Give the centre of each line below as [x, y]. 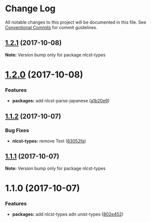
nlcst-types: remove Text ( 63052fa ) [49, 141]
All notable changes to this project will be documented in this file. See [76, 22]
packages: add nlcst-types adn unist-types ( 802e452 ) [68, 214]
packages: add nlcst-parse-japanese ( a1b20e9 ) [61, 101]
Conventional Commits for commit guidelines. [51, 27]
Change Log [30, 9]
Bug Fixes [17, 130]
